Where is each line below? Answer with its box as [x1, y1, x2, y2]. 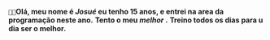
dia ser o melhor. [8, 24, 67, 33]
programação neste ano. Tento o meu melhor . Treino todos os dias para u [8, 15, 263, 25]
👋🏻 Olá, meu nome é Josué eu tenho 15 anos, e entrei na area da [8, 7, 224, 16]
